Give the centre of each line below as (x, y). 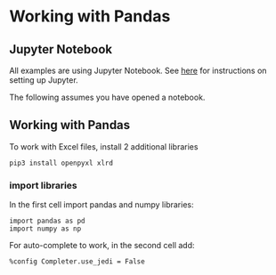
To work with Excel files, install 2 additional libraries (104, 146)
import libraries (43, 185)
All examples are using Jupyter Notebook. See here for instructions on (138, 70)
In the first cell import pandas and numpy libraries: (101, 205)
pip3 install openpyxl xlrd (61, 163)
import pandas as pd (48, 221)
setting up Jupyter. (44, 80)
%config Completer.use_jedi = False (77, 262)
